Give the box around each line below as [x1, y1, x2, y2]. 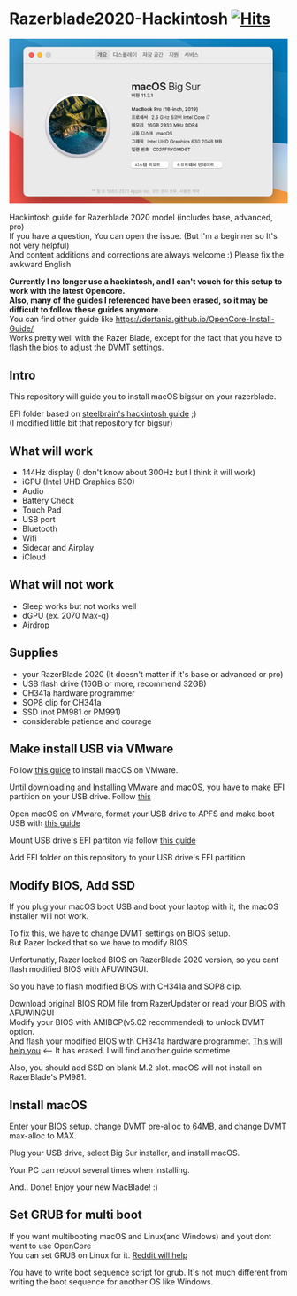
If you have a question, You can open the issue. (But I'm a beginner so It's [9, 231, 278, 242]
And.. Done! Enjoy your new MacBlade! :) [9, 1182, 159, 1192]
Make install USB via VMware [9, 742, 174, 757]
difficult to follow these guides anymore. [9, 305, 162, 315]
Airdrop [21, 620, 50, 630]
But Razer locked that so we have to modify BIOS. [9, 937, 190, 948]
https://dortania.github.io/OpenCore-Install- [115, 314, 276, 325]
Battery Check [21, 496, 75, 506]
